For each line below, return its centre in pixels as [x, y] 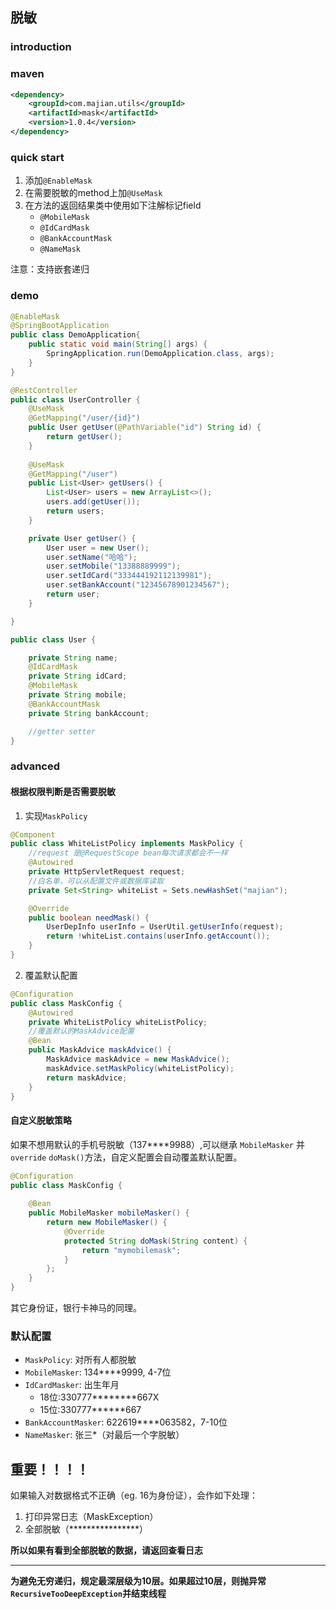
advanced [35, 766]
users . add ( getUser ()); [93, 502]
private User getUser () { [82, 538]
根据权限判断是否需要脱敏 [63, 791]
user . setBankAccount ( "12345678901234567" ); [138, 585]
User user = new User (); [98, 548]
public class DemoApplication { [75, 335]
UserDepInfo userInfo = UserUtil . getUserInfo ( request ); [165, 927]
